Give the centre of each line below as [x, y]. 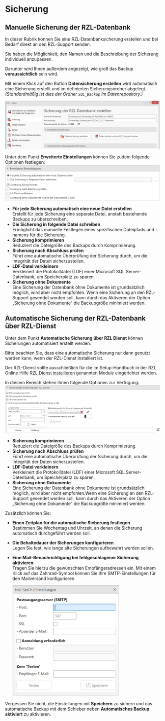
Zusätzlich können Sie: [28, 513]
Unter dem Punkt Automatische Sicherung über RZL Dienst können [74, 338]
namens [20, 235]
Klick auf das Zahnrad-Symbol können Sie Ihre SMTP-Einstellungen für [84, 574]
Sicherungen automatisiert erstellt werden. [48, 343]
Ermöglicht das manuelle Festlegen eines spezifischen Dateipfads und [83, 229]
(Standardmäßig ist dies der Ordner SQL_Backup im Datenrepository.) [74, 94]
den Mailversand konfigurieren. [44, 578]
